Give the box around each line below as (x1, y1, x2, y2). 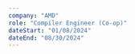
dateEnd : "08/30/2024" (8, 33, 84, 42)
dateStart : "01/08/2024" (8, 26, 92, 34)
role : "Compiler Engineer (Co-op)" (8, 19, 128, 27)
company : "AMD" (8, 11, 59, 20)
